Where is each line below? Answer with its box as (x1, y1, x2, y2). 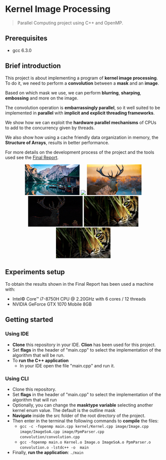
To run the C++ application (12, 358, 69, 363)
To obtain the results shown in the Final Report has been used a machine (5, 281, 154, 287)
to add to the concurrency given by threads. (5, 125, 95, 131)
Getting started (5, 315, 54, 324)
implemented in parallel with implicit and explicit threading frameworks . (5, 110, 155, 116)
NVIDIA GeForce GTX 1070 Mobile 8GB (12, 301, 92, 307)
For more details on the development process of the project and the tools (5, 149, 155, 155)
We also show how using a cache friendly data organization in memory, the (5, 134, 159, 140)
